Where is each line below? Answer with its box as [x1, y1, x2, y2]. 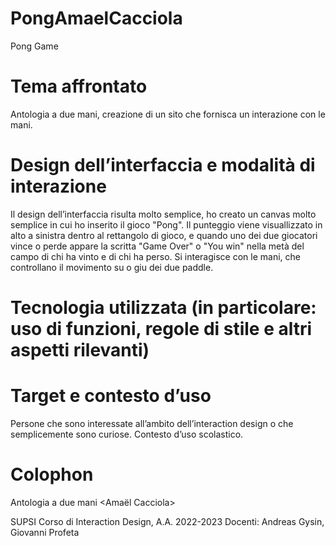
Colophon [10, 463, 94, 486]
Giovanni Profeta [10, 526, 80, 538]
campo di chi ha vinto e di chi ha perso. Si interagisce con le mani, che [10, 250, 301, 262]
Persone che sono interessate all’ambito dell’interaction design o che [10, 417, 294, 429]
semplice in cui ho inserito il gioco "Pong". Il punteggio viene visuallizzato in [10, 218, 323, 231]
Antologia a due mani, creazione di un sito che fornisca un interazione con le [10, 108, 326, 120]
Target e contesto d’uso [10, 385, 212, 407]
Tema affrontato [10, 75, 148, 98]
